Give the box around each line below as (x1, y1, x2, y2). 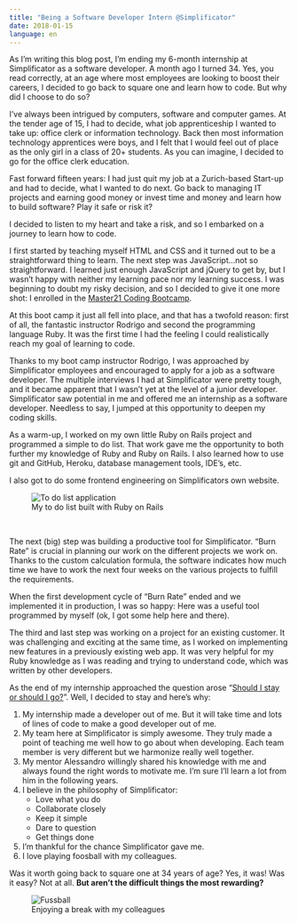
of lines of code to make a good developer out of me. (21, 718, 217, 729)
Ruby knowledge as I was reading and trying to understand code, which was (9, 655, 289, 667)
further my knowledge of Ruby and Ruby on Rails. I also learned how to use (9, 448, 284, 459)
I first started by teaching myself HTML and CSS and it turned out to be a (9, 245, 277, 256)
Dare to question (35, 823, 97, 833)
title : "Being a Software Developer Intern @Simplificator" (9, 12, 237, 22)
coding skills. (9, 413, 58, 423)
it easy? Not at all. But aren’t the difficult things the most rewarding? (9, 878, 264, 888)
